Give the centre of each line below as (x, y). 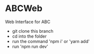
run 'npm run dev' (30, 46)
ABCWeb (24, 8)
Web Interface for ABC (28, 22)
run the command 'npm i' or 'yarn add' (51, 41)
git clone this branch (33, 31)
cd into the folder (29, 36)
